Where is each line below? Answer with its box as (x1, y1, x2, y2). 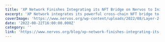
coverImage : (5, 16, 29, 21)
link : (5, 29, 16, 34)
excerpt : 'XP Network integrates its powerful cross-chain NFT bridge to (5, 12, 160, 16)
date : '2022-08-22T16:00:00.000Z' (5, 20, 76, 26)
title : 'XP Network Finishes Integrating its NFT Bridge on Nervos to (5, 7, 153, 12)
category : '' (5, 25, 32, 30)
